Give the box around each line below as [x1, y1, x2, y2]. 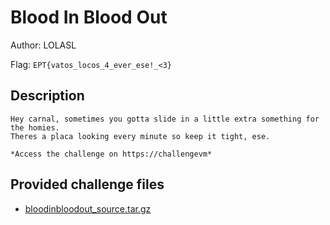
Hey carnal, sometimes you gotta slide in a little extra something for [10, 114, 320, 124]
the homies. [10, 122, 60, 133]
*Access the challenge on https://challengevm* [10, 149, 213, 159]
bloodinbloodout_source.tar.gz [24, 202, 152, 215]
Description [10, 87, 85, 105]
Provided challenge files [10, 176, 165, 193]
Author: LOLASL [10, 39, 77, 51]
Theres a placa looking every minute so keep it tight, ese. [10, 131, 271, 141]
